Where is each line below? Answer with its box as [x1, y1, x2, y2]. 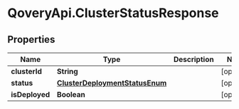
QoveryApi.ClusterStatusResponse [7, 5, 219, 21]
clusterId [11, 66, 43, 76]
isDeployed [11, 90, 51, 99]
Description [173, 55, 215, 64]
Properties [7, 33, 55, 46]
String [56, 66, 78, 76]
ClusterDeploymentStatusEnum [56, 78, 167, 88]
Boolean [56, 90, 85, 99]
